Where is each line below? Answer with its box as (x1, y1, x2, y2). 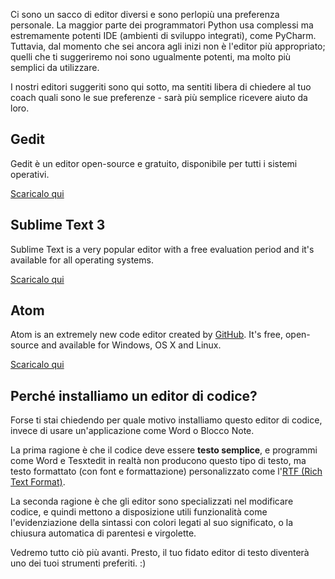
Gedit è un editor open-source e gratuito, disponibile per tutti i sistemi (10, 157, 298, 169)
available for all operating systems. (10, 254, 154, 266)
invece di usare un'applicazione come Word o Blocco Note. (10, 425, 255, 437)
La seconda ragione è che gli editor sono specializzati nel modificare (10, 495, 294, 508)
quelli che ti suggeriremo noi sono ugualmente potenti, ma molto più (10, 51, 292, 63)
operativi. (10, 168, 50, 180)
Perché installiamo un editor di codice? (10, 387, 258, 404)
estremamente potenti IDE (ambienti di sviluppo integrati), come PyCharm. (10, 30, 317, 41)
